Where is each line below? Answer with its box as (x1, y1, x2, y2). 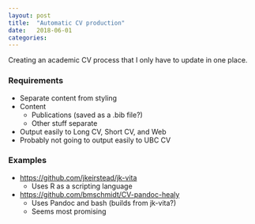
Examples (8, 155, 47, 166)
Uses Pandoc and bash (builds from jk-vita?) (31, 198, 177, 207)
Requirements (8, 75, 64, 86)
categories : (8, 33, 47, 42)
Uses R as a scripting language (31, 181, 133, 191)
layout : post (8, 11, 51, 20)
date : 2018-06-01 (8, 26, 73, 34)
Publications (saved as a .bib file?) (31, 110, 144, 120)
